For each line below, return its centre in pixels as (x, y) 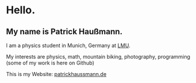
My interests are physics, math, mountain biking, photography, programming (98, 57)
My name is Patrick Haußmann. (64, 32)
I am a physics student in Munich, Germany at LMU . (68, 45)
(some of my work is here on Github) (50, 63)
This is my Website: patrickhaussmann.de (56, 74)
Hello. (21, 10)
